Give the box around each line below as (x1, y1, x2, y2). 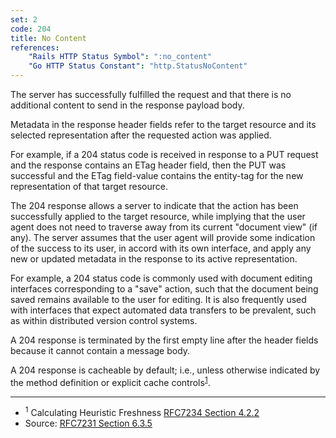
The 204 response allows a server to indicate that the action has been (10, 200, 299, 211)
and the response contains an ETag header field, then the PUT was (10, 159, 287, 171)
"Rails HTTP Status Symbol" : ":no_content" (28, 52, 213, 62)
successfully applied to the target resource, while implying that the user (10, 211, 306, 222)
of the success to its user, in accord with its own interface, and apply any (10, 242, 312, 254)
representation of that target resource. (10, 181, 168, 192)
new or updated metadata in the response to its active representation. (10, 253, 298, 265)
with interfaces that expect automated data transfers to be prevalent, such (10, 304, 317, 316)
